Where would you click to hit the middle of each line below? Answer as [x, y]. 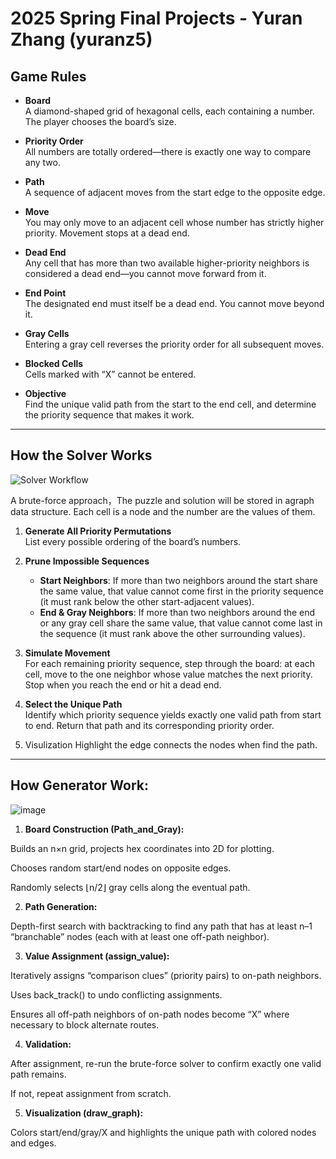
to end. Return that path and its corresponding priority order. [149, 725]
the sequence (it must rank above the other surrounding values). [172, 633]
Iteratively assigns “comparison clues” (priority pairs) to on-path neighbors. [166, 975]
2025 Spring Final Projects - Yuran [156, 18]
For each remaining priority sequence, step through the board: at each [170, 663]
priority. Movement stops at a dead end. [107, 233]
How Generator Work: [80, 785]
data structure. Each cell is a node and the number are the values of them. [163, 511]
